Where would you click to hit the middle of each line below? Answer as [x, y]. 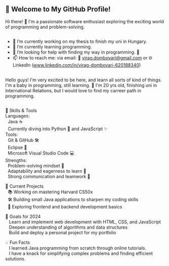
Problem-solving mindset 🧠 [36, 166]
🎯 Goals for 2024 [23, 216]
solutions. [15, 258]
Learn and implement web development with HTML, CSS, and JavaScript [85, 222]
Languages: [17, 116]
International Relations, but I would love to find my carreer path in [73, 90]
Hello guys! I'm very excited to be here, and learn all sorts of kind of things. [83, 80]
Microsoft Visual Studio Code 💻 [41, 153]
